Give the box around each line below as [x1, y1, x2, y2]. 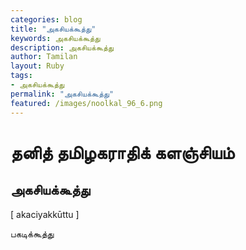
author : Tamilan [10, 52, 78, 62]
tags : [10, 71, 33, 81]
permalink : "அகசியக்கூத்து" [10, 89, 115, 99]
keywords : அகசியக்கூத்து [10, 33, 101, 43]
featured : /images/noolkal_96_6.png [10, 98, 163, 108]
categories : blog [10, 14, 83, 25]
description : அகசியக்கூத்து [10, 42, 115, 53]
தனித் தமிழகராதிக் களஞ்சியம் [10, 141, 235, 164]
